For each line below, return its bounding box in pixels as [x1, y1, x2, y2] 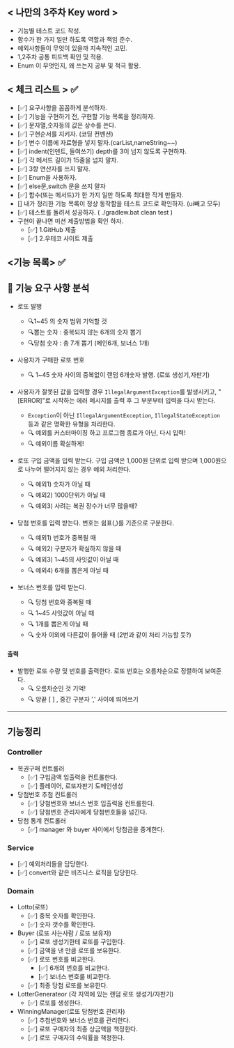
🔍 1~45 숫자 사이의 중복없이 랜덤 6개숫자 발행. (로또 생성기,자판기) [27, 370, 210, 378]
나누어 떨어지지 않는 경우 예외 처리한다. [24, 465, 131, 473]
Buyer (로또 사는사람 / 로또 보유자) [17, 929, 111, 937]
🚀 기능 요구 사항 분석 [7, 282, 90, 294]
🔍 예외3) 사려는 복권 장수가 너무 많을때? [27, 501, 138, 510]
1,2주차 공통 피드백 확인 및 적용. [17, 52, 104, 61]
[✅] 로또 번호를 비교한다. [27, 955, 95, 964]
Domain [7, 886, 34, 895]
